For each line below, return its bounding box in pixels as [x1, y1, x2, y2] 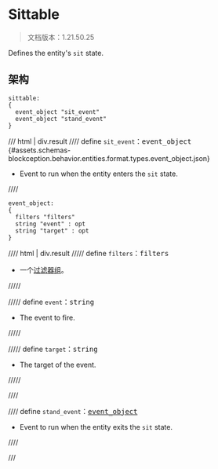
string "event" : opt [15, 220, 86, 228]
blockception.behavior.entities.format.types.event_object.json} [8, 153, 210, 163]
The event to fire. [19, 313, 76, 322]
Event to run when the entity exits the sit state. [19, 422, 173, 431]
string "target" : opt [15, 226, 89, 235]
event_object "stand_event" [15, 115, 107, 123]
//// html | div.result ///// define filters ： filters [8, 248, 169, 258]
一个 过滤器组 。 [19, 265, 68, 274]
